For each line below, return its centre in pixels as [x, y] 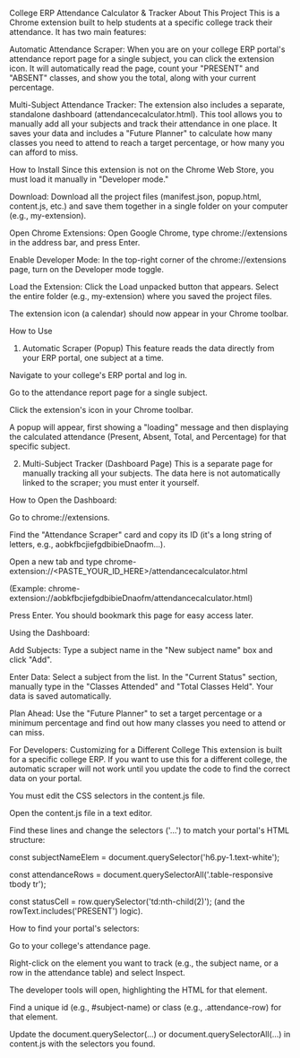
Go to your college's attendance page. [80, 946]
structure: [27, 840]
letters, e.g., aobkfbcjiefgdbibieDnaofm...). [87, 544]
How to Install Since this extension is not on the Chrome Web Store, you [142, 170]
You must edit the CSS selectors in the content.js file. [107, 796]
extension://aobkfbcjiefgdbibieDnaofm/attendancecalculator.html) [131, 598]
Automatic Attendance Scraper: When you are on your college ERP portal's [147, 49]
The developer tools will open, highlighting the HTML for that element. [138, 990]
